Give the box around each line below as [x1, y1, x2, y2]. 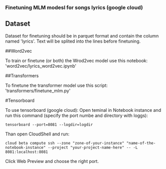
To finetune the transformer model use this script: [5, 82, 108, 88]
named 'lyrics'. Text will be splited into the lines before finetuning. [5, 38, 141, 44]
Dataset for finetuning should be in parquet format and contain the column [5, 33, 159, 39]
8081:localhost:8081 [5, 149, 49, 154]
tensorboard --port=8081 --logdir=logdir [5, 122, 93, 127]
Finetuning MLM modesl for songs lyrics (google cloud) [5, 4, 143, 11]
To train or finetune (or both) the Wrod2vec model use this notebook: [5, 57, 148, 64]
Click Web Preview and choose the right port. [5, 158, 99, 164]
